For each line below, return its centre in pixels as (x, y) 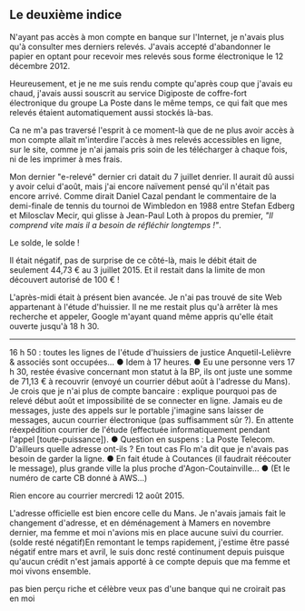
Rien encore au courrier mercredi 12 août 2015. (97, 496)
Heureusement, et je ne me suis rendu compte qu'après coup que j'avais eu (151, 83)
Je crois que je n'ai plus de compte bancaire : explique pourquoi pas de (143, 391)
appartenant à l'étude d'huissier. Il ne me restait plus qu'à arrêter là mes (144, 306)
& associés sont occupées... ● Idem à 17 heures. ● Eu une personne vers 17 (152, 362)
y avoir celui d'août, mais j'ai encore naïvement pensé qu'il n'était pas (140, 186)
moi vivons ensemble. (50, 571)
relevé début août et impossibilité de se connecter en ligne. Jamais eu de (146, 400)
